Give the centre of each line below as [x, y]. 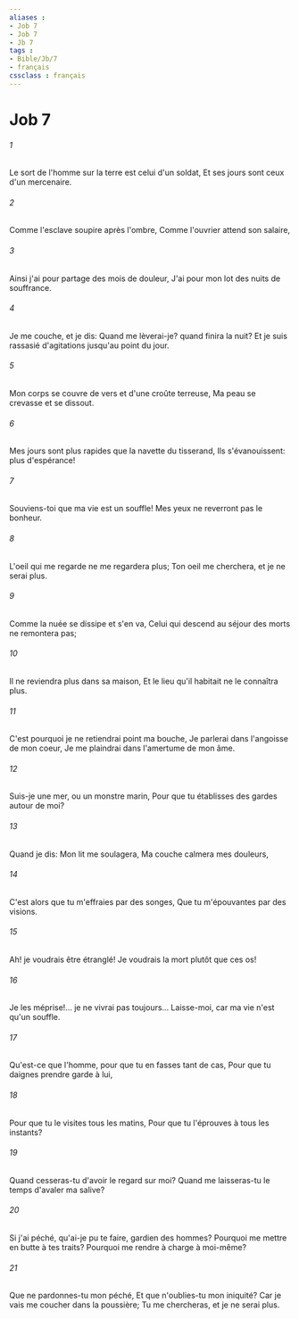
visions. [24, 911]
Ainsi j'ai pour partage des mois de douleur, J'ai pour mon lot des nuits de [145, 278]
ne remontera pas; [43, 633]
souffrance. [30, 287]
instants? [26, 1132]
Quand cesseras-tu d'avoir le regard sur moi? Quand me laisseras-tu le [140, 1180]
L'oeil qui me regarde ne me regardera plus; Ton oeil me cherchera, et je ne [147, 566]
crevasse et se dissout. [52, 402]
